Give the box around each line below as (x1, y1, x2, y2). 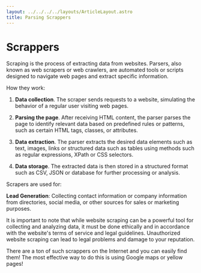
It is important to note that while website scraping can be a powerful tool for (6, 217, 194, 224)
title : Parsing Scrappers (6, 14, 71, 20)
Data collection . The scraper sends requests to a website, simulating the (14, 96, 196, 103)
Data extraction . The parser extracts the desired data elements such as (14, 139, 193, 146)
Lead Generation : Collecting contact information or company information (6, 193, 187, 200)
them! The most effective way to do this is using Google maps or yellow (6, 254, 183, 261)
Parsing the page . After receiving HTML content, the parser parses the (14, 114, 191, 121)
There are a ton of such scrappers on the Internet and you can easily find (6, 247, 187, 255)
